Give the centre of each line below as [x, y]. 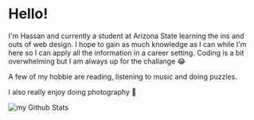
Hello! [28, 14]
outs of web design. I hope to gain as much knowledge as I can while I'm [127, 44]
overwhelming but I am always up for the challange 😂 [97, 61]
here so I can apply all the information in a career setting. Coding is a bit [126, 52]
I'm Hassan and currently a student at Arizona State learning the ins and [126, 36]
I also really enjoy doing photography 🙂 [72, 91]
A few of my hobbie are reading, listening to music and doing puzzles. [123, 76]
